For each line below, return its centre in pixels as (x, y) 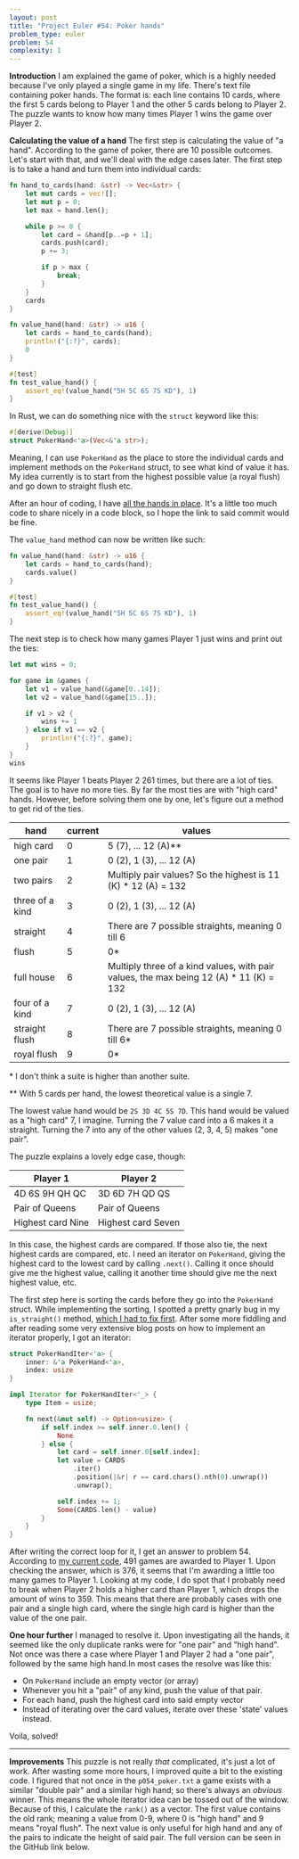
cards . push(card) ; (75, 243)
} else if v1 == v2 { (65, 730)
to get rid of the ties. (47, 809)
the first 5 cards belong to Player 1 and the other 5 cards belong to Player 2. (148, 104)
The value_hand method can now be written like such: (107, 539)
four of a (32, 1002)
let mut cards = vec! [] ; (71, 193)
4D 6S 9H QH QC (50, 1193)
